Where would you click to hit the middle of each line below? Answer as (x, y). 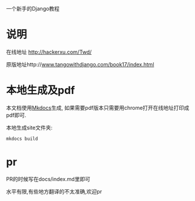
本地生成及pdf (41, 91)
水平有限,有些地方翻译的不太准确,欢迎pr (54, 191)
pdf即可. (16, 115)
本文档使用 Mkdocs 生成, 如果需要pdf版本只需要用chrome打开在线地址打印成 (98, 108)
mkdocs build (22, 139)
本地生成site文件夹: (29, 128)
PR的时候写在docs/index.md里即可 (48, 179)
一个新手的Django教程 (33, 9)
